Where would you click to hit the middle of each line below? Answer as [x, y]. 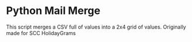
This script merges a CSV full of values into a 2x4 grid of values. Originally [96, 27]
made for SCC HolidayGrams [41, 33]
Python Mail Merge [53, 11]
